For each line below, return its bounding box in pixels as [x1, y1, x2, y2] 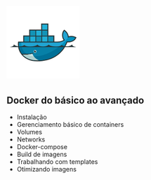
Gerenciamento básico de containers [16, 120, 124, 128]
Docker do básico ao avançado [6, 94, 145, 106]
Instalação [16, 113, 47, 121]
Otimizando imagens [16, 165, 77, 173]
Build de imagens [16, 150, 67, 158]
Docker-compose [16, 143, 68, 151]
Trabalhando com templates [16, 158, 98, 166]
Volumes [16, 128, 43, 136]
